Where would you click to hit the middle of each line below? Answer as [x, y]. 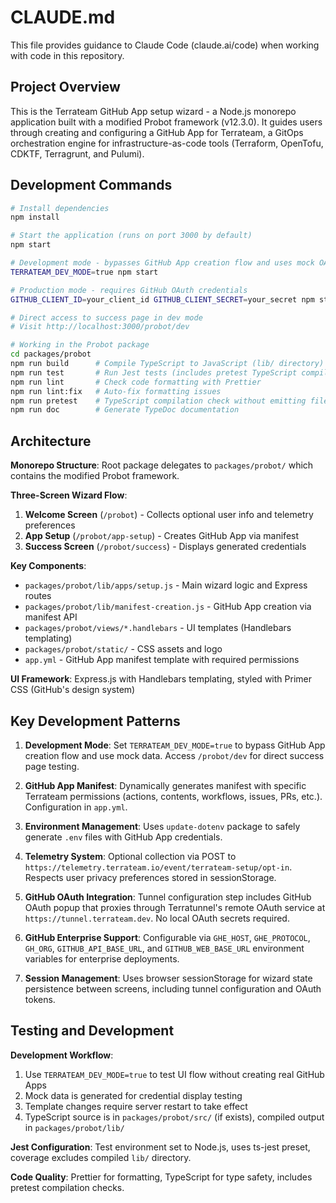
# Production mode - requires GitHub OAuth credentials [129, 290]
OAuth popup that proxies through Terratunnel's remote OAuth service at [175, 907]
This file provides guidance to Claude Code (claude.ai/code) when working [165, 45]
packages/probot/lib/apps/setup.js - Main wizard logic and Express [166, 585]
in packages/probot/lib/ [74, 1127]
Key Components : [48, 566]
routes [38, 596]
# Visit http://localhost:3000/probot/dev [100, 327]
